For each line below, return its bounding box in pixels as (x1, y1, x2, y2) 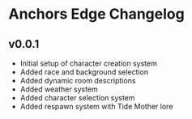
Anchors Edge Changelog (8, 5, 185, 23)
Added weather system (19, 84, 99, 94)
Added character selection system (19, 93, 135, 102)
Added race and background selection (19, 67, 148, 77)
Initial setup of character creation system (19, 58, 158, 68)
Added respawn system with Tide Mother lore (19, 102, 173, 111)
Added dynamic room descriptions (19, 76, 136, 85)
